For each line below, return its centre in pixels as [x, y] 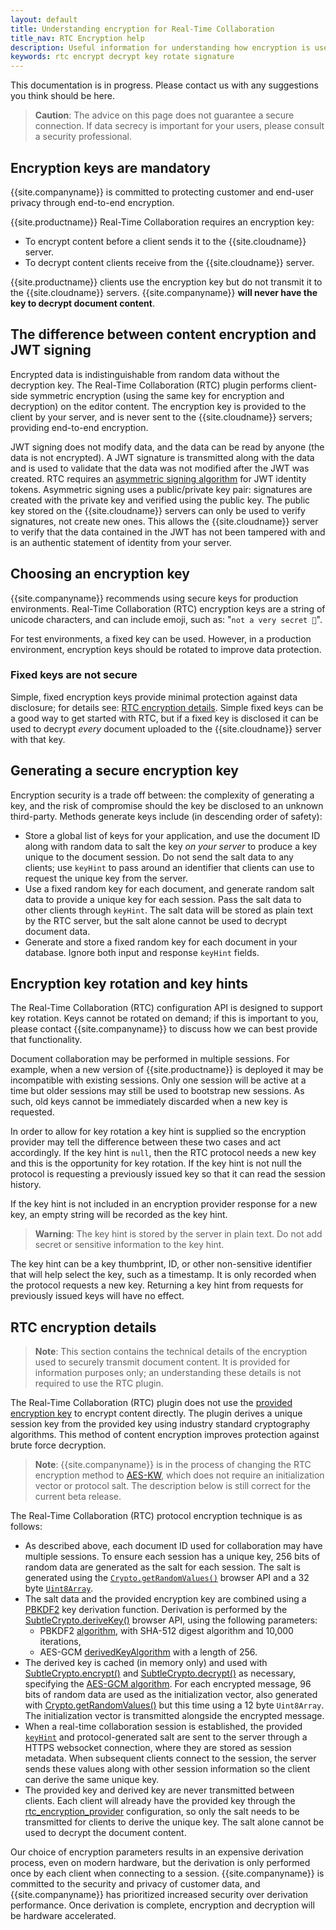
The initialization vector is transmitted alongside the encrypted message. [174, 1716]
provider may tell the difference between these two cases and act [146, 1142]
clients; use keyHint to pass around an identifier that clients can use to [169, 867]
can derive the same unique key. [92, 1780]
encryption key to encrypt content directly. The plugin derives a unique [156, 1413]
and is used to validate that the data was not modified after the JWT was [160, 468]
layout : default [44, 19]
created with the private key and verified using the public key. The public [160, 500]
